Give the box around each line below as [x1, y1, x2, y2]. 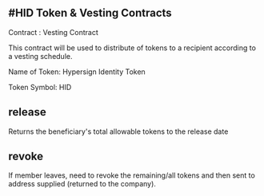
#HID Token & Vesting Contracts [8, 6, 172, 20]
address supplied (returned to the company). [8, 179, 156, 189]
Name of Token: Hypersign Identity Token [8, 67, 146, 76]
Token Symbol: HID [8, 82, 72, 92]
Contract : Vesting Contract [8, 27, 98, 37]
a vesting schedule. [8, 51, 73, 61]
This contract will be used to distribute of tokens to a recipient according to [8, 43, 256, 53]
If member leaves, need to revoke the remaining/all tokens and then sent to [8, 171, 256, 180]
